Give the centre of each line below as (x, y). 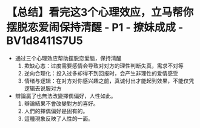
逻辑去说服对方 (43, 88)
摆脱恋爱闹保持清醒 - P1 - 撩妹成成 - (95, 27)
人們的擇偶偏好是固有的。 (56, 111)
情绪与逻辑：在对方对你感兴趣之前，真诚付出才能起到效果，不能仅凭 (109, 81)
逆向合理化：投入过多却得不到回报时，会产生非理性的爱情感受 (101, 73)
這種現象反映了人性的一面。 (59, 118)
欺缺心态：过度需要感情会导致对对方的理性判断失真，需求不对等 (104, 66)
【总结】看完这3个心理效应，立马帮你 (100, 12)
